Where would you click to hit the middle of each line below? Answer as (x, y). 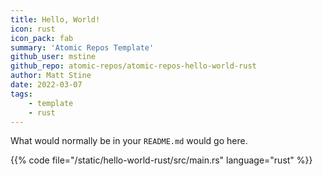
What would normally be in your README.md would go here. (129, 141)
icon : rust (33, 29)
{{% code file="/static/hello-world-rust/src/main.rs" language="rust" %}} (161, 160)
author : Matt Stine (51, 76)
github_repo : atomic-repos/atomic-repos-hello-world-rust (133, 66)
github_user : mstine (53, 57)
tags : (21, 94)
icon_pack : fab (42, 38)
